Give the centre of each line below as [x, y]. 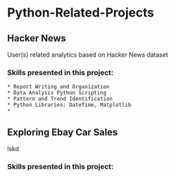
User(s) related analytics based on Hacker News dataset [87, 55]
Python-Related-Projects [81, 13]
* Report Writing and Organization [58, 87]
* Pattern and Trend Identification [60, 99]
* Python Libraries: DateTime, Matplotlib [69, 105]
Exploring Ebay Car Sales [63, 132]
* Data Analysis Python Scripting [57, 93]
